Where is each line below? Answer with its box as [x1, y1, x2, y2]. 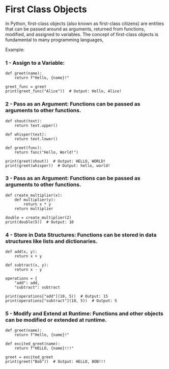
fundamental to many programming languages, [5, 37, 104, 43]
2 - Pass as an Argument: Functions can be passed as [5, 100, 140, 108]
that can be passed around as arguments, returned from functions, [5, 25, 146, 32]
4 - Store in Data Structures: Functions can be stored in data [5, 231, 157, 238]
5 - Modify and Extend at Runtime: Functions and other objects [5, 310, 164, 317]
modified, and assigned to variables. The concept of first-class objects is [5, 31, 159, 37]
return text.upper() [14, 123, 58, 128]
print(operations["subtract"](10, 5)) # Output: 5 [5, 298, 117, 304]
